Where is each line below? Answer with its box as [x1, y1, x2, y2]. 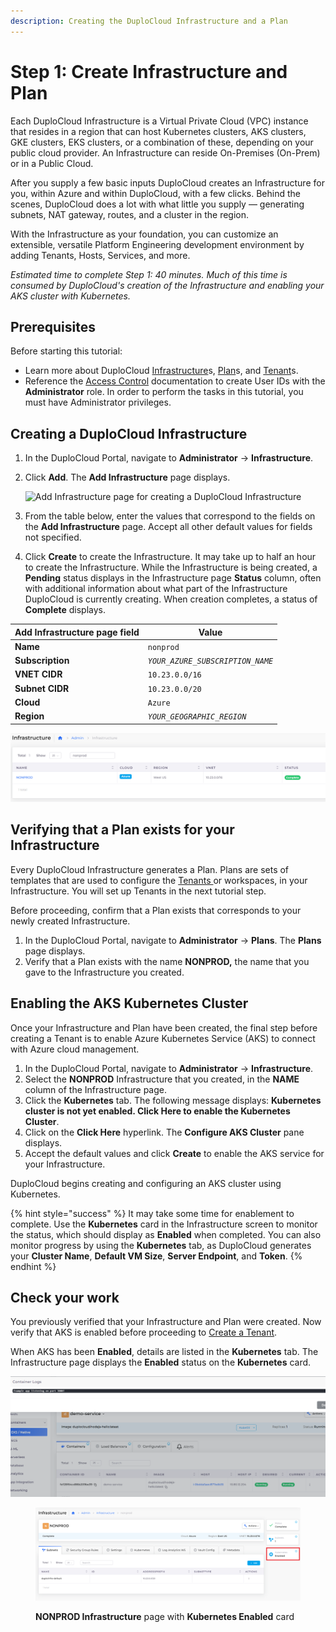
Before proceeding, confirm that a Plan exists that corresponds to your [10, 904, 302, 916]
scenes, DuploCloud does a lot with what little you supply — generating [10, 198, 305, 210]
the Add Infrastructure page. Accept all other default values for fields [24, 521, 313, 533]
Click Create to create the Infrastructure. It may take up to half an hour [24, 551, 317, 563]
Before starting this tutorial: [10, 345, 123, 357]
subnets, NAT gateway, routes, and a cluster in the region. [10, 208, 250, 220]
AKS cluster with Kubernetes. [10, 290, 131, 302]
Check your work [10, 1289, 120, 1306]
